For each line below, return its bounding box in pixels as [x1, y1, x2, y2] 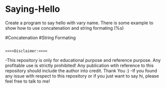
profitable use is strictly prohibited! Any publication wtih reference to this [5, 62, 154, 68]
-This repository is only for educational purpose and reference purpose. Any [5, 57, 161, 63]
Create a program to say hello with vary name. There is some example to [5, 20, 154, 26]
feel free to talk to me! [5, 78, 51, 84]
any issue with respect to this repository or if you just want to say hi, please [5, 73, 160, 79]
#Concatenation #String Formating [5, 35, 76, 41]
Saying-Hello [5, 3, 60, 15]
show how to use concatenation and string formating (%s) [5, 25, 124, 31]
